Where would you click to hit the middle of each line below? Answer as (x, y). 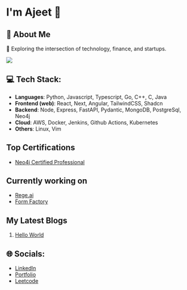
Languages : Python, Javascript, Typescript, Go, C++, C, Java (91, 97)
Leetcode (27, 281)
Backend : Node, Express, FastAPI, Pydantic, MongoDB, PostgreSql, (98, 110)
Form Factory (31, 202)
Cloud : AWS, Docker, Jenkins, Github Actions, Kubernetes (86, 122)
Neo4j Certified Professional (50, 162)
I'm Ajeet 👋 (34, 12)
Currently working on (47, 181)
